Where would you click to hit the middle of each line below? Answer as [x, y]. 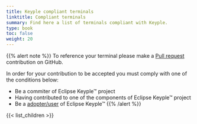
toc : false [20, 34]
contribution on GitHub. [35, 62]
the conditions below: [33, 80]
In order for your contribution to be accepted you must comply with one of [97, 74]
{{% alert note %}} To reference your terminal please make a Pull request [95, 56]
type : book [20, 28]
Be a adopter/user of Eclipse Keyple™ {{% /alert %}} [78, 104]
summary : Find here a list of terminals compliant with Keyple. [87, 22]
